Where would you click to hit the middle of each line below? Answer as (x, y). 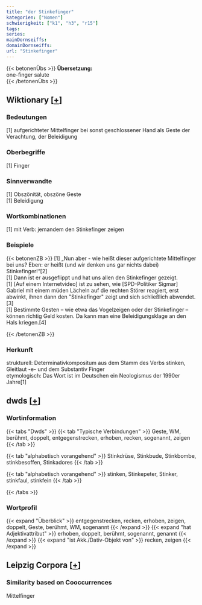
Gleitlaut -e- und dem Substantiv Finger (55, 369)
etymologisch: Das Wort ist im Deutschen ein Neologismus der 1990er (93, 375)
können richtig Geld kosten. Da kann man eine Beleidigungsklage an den (96, 316)
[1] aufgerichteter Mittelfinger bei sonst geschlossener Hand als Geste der (98, 130)
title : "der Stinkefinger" (40, 12)
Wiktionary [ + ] (34, 100)
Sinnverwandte (29, 181)
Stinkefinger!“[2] (27, 271)
